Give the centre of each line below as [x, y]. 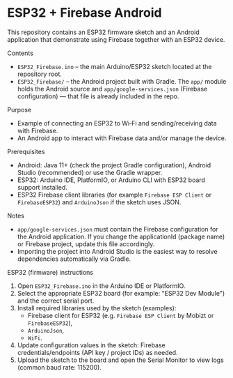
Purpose [19, 109]
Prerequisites [26, 151]
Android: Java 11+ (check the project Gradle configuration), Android [114, 165]
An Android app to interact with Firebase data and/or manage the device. [122, 138]
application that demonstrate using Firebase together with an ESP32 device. [116, 39]
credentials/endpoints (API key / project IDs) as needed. [98, 352]
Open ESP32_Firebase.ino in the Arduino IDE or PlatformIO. [101, 286]
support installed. [42, 187]
